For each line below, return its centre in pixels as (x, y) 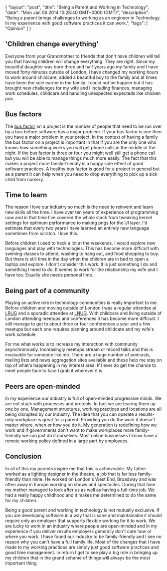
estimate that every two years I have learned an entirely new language (77, 228)
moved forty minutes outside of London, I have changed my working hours (82, 72)
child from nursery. (25, 179)
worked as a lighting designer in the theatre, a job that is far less (71, 474)
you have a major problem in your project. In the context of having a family (82, 137)
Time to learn (26, 195)
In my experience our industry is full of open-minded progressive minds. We (83, 398)
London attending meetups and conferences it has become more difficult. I (82, 318)
